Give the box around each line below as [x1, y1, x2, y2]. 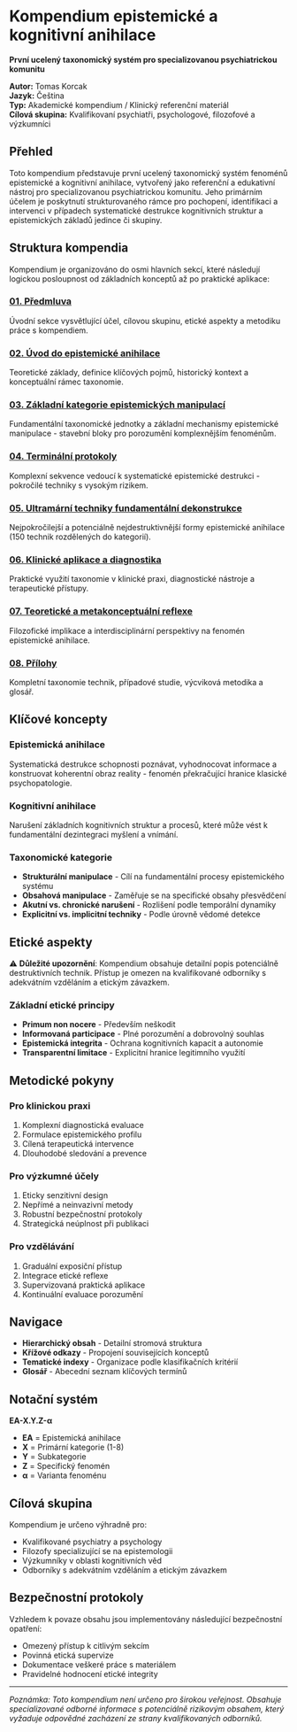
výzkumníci [9, 118, 51, 129]
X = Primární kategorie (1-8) [21, 1442, 125, 1453]
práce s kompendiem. [9, 325, 88, 336]
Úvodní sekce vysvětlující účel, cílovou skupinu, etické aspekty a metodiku [9, 315, 281, 326]
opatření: [9, 1623, 42, 1634]
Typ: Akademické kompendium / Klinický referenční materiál [9, 99, 230, 110]
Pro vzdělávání [9, 1241, 75, 1253]
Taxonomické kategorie [9, 851, 113, 863]
